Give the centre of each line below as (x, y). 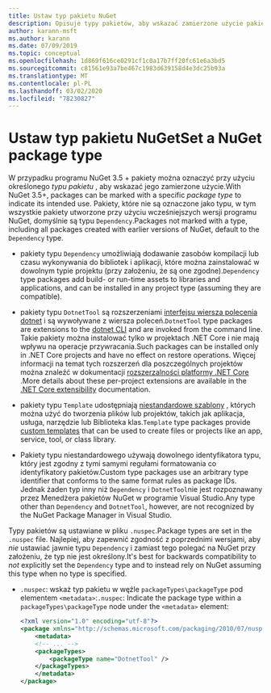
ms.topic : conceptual (45, 53)
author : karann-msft (43, 31)
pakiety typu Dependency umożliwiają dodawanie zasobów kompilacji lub (140, 254)
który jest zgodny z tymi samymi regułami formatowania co (118, 464)
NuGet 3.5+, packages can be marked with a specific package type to (125, 195)
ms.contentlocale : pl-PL (50, 83)
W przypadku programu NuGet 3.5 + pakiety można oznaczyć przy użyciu (132, 178)
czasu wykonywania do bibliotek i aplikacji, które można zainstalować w (140, 262)
